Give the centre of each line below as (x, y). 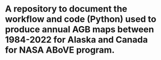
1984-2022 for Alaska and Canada (77, 40)
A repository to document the (66, 9)
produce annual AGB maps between (80, 30)
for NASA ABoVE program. (60, 50)
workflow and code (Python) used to (81, 19)
